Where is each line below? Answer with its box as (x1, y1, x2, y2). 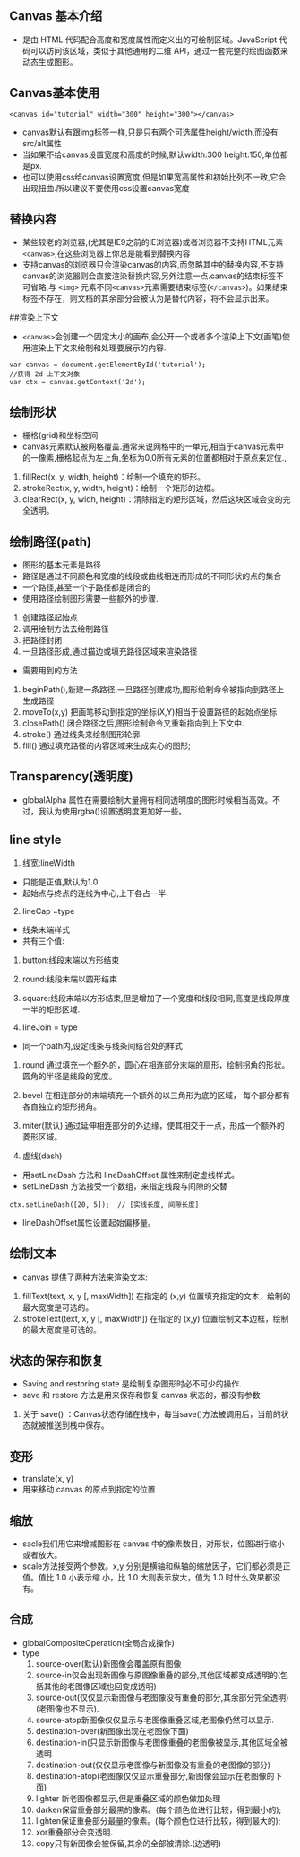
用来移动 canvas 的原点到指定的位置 (21, 1484, 156, 1495)
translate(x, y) (21, 1474, 74, 1484)
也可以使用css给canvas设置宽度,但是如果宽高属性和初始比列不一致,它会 (21, 172, 287, 182)
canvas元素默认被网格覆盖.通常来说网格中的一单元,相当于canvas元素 (21, 441, 277, 452)
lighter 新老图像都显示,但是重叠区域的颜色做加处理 (35, 1792, 221, 1803)
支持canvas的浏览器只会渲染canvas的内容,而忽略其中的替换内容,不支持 (21, 260, 285, 270)
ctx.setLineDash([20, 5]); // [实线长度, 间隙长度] (9, 1200, 200, 1210)
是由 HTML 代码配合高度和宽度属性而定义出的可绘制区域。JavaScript (21, 34, 278, 45)
